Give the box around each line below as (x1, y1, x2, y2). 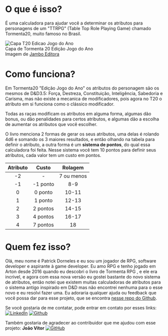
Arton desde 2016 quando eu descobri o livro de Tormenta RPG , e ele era (5, 268, 157, 274)
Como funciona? (5, 68, 75, 80)
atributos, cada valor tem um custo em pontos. (5, 152, 101, 158)
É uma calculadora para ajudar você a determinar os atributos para (5, 20, 143, 26)
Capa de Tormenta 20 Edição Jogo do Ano (5, 45, 93, 51)
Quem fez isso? (5, 241, 71, 253)
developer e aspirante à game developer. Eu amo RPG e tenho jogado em (5, 263, 156, 269)
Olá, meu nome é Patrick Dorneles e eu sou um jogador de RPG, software (5, 257, 156, 263)
